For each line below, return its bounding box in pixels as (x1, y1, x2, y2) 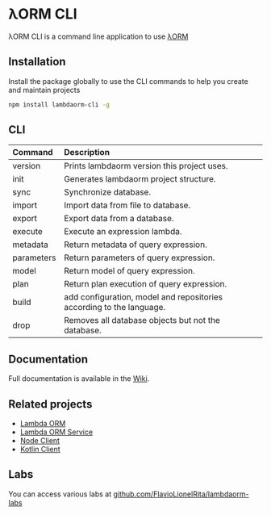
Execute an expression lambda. (64, 226, 182, 237)
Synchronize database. (64, 186, 152, 198)
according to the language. (64, 302, 166, 313)
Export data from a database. (64, 213, 175, 224)
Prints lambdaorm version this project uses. (64, 161, 228, 172)
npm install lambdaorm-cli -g (8, 100, 110, 109)
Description (64, 147, 110, 158)
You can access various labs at (8, 489, 112, 499)
